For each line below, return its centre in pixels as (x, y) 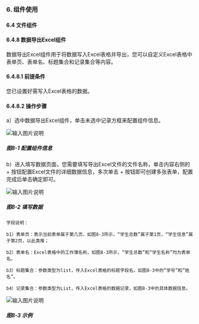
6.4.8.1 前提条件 (26, 77)
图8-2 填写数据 (25, 207)
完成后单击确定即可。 (32, 179)
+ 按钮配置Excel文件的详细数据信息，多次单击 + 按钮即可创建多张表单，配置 (99, 172)
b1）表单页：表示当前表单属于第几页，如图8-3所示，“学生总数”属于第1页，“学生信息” (97, 235)
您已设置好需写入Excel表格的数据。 (50, 91)
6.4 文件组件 (22, 25)
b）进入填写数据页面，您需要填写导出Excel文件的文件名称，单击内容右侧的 (98, 164)
